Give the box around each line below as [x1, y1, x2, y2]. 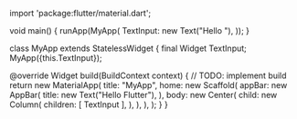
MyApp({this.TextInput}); [9, 53, 102, 63]
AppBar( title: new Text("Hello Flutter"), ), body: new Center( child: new [9, 90, 278, 100]
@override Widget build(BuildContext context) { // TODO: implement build [9, 70, 287, 81]
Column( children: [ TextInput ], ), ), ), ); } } [9, 99, 169, 110]
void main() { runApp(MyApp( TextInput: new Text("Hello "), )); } [9, 25, 249, 35]
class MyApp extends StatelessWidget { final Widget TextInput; [9, 43, 247, 54]
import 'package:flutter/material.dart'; [9, 8, 152, 18]
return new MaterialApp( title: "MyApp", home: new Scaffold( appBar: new [9, 80, 288, 90]
